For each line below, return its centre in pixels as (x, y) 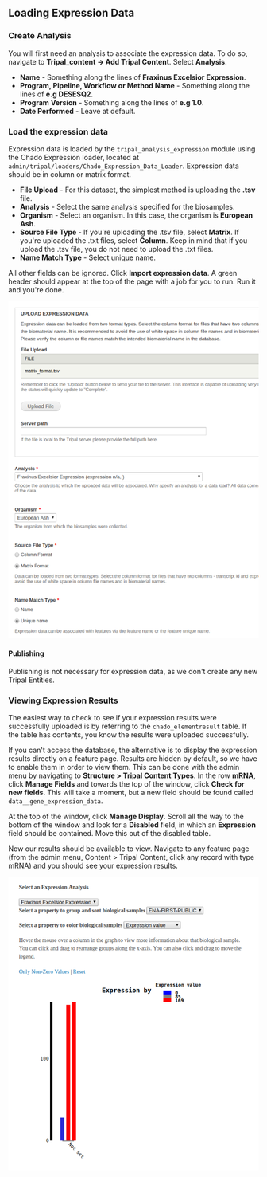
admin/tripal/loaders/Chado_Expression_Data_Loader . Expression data (124, 166)
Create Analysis (40, 36)
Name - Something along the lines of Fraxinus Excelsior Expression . (133, 77)
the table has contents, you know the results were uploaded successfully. (128, 735)
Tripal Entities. (32, 680)
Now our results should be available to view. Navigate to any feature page (129, 849)
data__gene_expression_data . (56, 801)
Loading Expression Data (72, 13)
